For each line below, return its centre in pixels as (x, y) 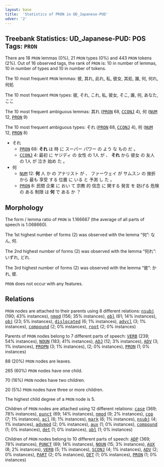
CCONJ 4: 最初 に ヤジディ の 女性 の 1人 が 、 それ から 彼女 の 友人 (87, 155)
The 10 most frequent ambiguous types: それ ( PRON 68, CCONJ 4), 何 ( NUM (79, 127)
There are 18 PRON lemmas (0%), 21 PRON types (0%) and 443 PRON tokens (78, 58)
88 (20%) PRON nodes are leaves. (38, 361)
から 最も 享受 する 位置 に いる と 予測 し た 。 (67, 180)
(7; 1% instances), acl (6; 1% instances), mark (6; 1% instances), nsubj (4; (81, 419)
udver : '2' (16, 19)
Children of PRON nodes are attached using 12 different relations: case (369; (81, 408)
